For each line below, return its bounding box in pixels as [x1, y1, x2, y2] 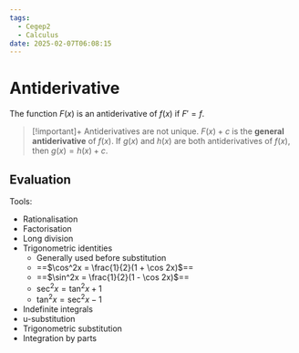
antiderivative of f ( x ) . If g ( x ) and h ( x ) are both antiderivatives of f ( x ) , [31, 136, 291, 147]
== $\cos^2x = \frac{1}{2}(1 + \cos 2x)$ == [36, 262, 194, 273]
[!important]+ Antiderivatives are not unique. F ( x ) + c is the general [31, 126, 284, 137]
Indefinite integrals [22, 304, 94, 315]
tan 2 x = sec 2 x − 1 [36, 293, 103, 306]
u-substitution [22, 314, 76, 325]
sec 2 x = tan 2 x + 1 [36, 282, 103, 294]
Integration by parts [22, 333, 98, 344]
